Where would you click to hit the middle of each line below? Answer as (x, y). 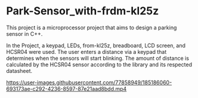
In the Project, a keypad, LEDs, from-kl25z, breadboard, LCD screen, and (96, 45)
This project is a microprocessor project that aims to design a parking (92, 27)
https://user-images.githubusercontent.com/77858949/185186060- (89, 82)
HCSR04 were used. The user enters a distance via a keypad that (86, 51)
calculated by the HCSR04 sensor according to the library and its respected (99, 65)
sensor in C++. (24, 33)
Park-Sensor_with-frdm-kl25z (83, 11)
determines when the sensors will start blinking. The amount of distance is (98, 58)
